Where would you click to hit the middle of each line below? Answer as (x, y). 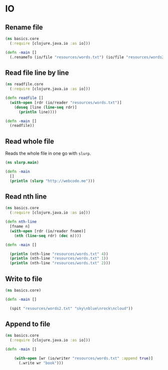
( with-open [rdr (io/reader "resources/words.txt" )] (66, 103)
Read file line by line (37, 72)
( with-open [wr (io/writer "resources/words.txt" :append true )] (84, 358)
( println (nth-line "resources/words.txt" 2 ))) (60, 263)
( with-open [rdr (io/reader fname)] (48, 231)
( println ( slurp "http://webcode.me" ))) (52, 181)
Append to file (28, 324)
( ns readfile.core (24, 84)
